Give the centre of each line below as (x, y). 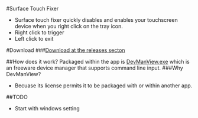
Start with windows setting (47, 108)
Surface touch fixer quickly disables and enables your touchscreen (96, 20)
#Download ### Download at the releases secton (66, 50)
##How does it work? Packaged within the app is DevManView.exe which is (98, 62)
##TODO (17, 97)
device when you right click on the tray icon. (69, 26)
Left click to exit (34, 39)
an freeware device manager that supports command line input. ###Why (95, 68)
